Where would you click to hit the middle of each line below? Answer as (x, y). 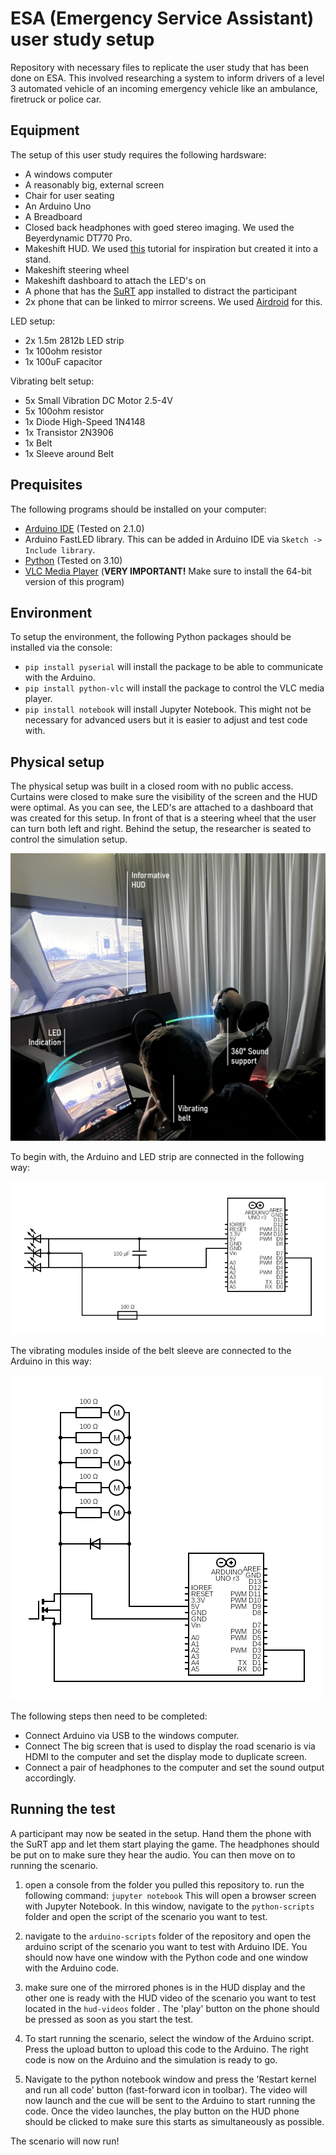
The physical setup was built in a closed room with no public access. (152, 786)
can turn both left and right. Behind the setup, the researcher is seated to (161, 829)
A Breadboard (53, 216)
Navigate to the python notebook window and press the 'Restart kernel (170, 2079)
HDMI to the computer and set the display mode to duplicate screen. (166, 1756)
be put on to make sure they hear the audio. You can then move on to (153, 1854)
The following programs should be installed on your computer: (138, 509)
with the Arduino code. (72, 1968)
